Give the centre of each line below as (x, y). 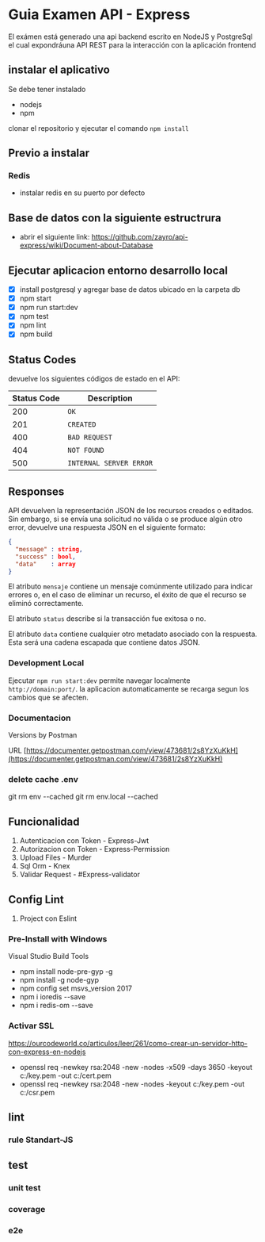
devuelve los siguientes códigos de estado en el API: (94, 379)
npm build (36, 334)
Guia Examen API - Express (99, 15)
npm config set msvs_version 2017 (76, 988)
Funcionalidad (44, 821)
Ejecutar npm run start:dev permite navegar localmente (99, 680)
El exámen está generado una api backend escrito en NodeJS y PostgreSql (131, 36)
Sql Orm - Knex (45, 866)
